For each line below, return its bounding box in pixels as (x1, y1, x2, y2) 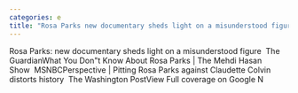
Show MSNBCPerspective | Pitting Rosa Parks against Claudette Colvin (9, 64, 271, 75)
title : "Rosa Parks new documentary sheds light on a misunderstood (9, 21, 268, 30)
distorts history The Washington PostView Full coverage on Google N (9, 74, 264, 84)
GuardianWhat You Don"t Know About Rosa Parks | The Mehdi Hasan (9, 55, 263, 66)
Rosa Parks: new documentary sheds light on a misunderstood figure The (9, 45, 281, 56)
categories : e (9, 12, 62, 22)
